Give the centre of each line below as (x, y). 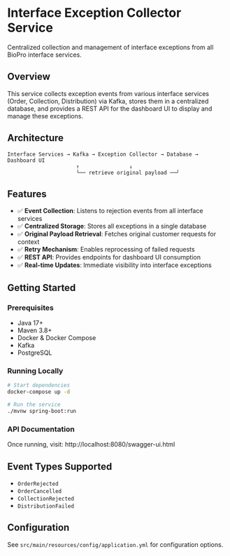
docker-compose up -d (39, 392)
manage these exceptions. (45, 116)
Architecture (36, 138)
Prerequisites (30, 308)
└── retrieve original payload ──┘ (128, 172)
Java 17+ (30, 323)
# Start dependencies (39, 386)
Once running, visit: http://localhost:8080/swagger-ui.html (91, 445)
